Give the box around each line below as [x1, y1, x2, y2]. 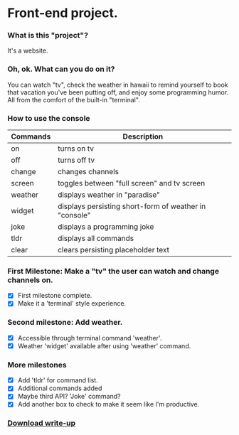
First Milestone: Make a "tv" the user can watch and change [7, 267, 219, 276]
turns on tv [58, 144, 95, 154]
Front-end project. [7, 5, 119, 21]
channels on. [7, 275, 53, 285]
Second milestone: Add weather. [7, 318, 123, 328]
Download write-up [7, 418, 76, 428]
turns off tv [58, 155, 95, 165]
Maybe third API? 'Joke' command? [17, 392, 121, 401]
